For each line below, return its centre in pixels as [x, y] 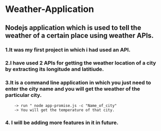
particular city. [23, 95]
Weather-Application [50, 9]
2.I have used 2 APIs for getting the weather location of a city [80, 63]
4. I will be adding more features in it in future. [62, 122]
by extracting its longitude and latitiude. [55, 69]
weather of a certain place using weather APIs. [80, 35]
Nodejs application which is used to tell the [73, 28]
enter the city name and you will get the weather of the [73, 89]
